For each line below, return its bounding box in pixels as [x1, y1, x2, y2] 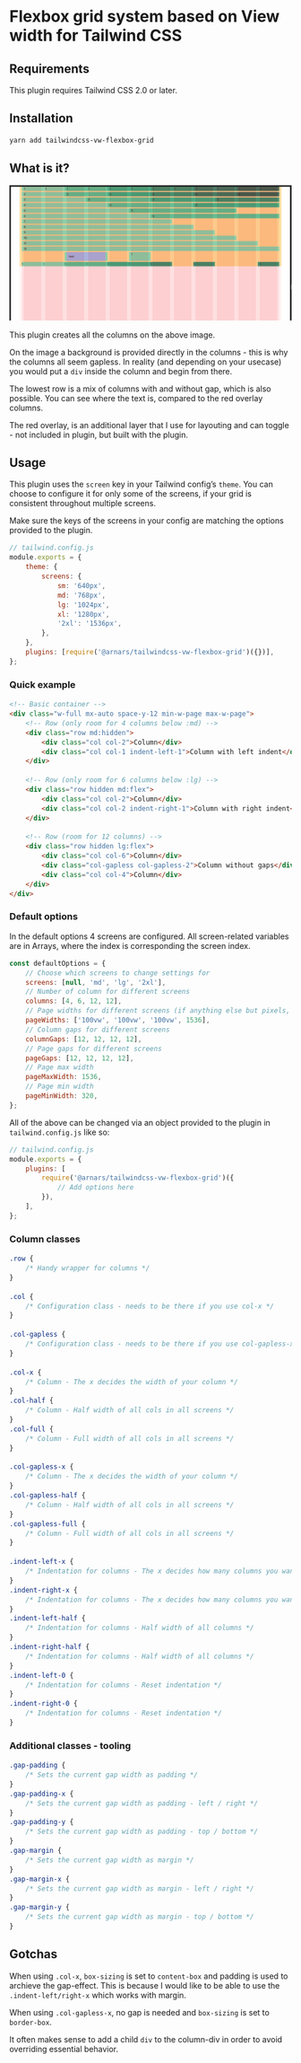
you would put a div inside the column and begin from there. [9, 365, 233, 376]
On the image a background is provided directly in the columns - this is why [9, 347, 288, 357]
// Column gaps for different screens [25, 1025, 170, 1034]
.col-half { [9, 1396, 54, 1406]
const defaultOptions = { [9, 959, 106, 968]
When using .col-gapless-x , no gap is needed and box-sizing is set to [9, 2006, 271, 2017]
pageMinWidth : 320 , [25, 1092, 99, 1101]
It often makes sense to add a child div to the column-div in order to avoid [9, 2033, 283, 2044]
